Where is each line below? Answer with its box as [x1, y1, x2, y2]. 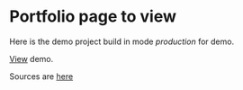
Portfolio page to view [9, 6, 177, 27]
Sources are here [9, 70, 74, 82]
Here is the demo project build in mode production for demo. [9, 36, 235, 47]
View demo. [9, 53, 54, 64]
